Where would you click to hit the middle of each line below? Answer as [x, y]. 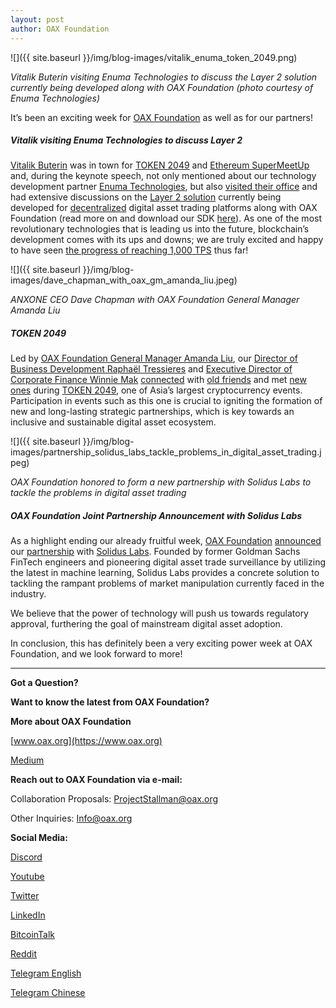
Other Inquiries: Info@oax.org [71, 818]
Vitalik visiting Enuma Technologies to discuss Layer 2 [126, 140]
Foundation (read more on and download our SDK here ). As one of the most [166, 218]
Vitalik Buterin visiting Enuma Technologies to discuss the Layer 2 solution [164, 77]
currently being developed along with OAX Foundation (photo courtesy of [162, 87]
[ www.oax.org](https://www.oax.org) [86, 741]
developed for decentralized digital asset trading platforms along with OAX [164, 208]
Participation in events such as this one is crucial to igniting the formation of [166, 401]
